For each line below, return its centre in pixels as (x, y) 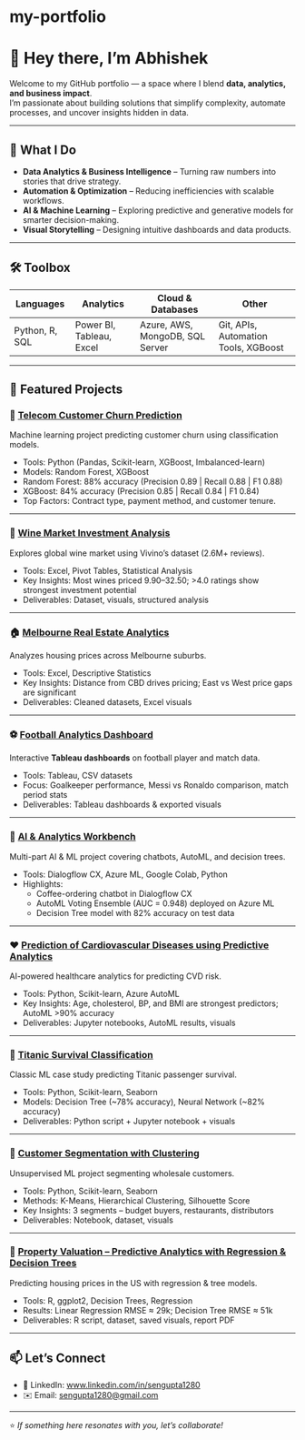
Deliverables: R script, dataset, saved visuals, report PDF (128, 1320)
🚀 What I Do (43, 150)
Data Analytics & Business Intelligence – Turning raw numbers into (149, 171)
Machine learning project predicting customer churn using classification (144, 435)
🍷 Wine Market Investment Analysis (90, 533)
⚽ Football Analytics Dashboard (81, 734)
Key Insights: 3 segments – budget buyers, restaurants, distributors (148, 1210)
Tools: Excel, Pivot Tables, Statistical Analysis (108, 570)
